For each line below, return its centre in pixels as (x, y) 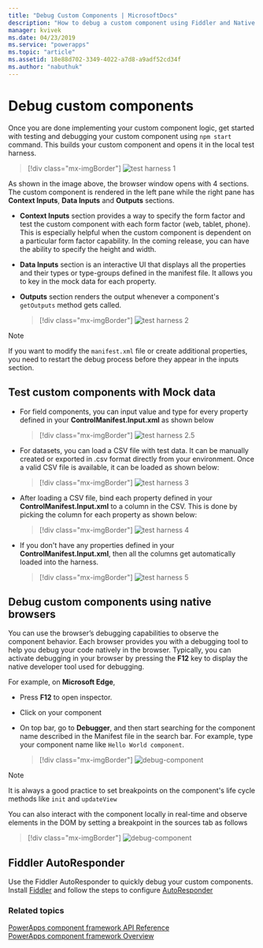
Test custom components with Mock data (112, 393)
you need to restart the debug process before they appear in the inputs (124, 359)
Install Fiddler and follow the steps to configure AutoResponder (111, 890)
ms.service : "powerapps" (49, 45)
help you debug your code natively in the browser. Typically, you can (120, 650)
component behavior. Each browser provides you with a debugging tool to (128, 642)
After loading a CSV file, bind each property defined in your (116, 497)
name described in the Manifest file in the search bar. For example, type (136, 736)
